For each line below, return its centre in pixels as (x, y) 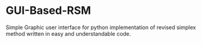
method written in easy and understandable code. (68, 33)
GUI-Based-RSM (49, 11)
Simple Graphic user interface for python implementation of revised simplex (101, 27)
